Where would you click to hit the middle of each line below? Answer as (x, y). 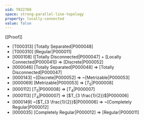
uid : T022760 (18, 10)
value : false (18, 23)
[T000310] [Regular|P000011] (42, 52)
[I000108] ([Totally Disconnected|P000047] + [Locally (67, 57)
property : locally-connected (35, 19)
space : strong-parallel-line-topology (44, 14)
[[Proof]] (14, 37)
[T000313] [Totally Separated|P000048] (53, 46)
